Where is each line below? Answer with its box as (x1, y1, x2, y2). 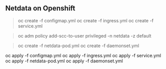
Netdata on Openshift (5, 4, 76, 13)
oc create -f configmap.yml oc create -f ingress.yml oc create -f (17, 17, 154, 23)
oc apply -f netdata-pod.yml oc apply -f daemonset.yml (5, 58, 123, 64)
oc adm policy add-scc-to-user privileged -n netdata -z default (17, 32, 152, 39)
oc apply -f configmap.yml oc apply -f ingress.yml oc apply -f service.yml (5, 52, 161, 58)
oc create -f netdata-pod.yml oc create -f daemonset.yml (17, 43, 139, 49)
